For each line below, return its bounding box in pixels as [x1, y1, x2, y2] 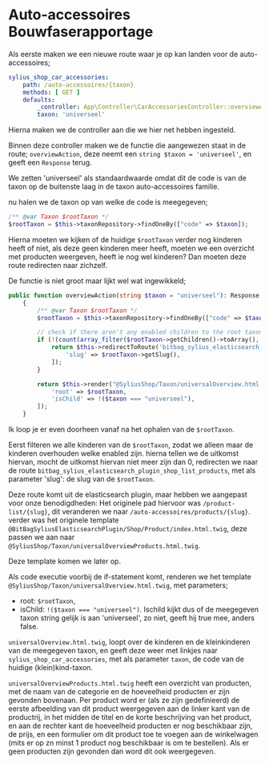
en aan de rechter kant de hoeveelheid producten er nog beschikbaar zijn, [8, 721, 253, 731]
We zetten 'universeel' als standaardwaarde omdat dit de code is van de [8, 173, 247, 183]
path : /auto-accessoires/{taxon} [22, 80, 134, 89]
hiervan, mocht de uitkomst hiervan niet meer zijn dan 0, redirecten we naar [8, 457, 259, 467]
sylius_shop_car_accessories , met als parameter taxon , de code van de [8, 654, 244, 664]
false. [19, 622, 38, 632]
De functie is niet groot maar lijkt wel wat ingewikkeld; [8, 275, 187, 286]
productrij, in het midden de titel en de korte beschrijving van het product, [8, 713, 252, 722]
